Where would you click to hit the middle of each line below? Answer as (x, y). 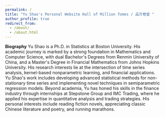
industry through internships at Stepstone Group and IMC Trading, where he (82, 93)
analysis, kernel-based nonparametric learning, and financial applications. (80, 73)
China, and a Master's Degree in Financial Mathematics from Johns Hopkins (82, 62)
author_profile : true (27, 19)
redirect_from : (21, 23)
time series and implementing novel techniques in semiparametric (93, 83)
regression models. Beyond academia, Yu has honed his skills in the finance (82, 88)
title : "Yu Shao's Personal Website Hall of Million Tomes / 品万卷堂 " (80, 14)
